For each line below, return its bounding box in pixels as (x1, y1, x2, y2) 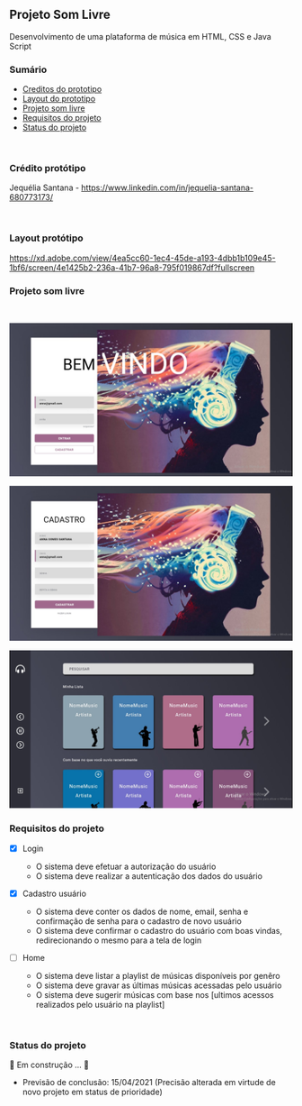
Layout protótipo (9, 232, 84, 244)
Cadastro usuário (22, 888, 87, 899)
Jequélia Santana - (9, 182, 79, 193)
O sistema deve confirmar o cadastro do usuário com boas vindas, (35, 925, 283, 936)
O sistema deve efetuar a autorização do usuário (35, 861, 217, 872)
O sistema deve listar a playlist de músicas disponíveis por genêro (35, 970, 280, 981)
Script (9, 41, 31, 51)
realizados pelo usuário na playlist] (35, 999, 165, 1010)
